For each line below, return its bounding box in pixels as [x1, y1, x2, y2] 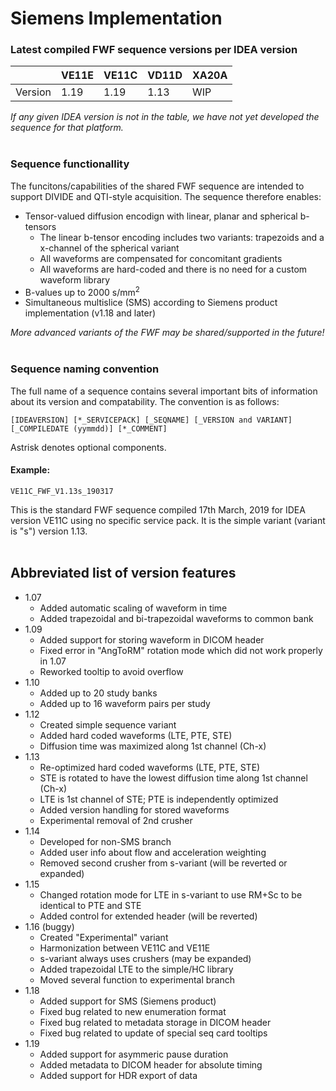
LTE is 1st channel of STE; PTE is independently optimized [39, 793, 279, 805]
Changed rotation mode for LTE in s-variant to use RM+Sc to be [39, 888, 303, 901]
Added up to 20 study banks [39, 687, 158, 699]
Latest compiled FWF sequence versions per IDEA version [10, 43, 298, 57]
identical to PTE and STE [39, 899, 142, 911]
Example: [10, 464, 51, 476]
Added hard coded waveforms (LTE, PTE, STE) [39, 729, 233, 741]
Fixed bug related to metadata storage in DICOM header [39, 1016, 272, 1028]
